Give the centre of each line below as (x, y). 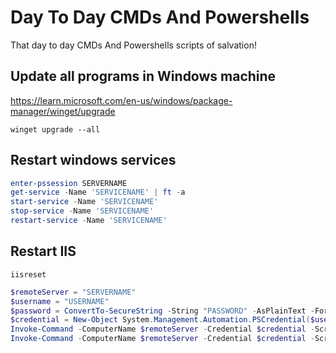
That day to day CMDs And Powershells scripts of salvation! (133, 45)
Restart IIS (43, 251)
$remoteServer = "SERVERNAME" (73, 292)
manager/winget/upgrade (63, 111)
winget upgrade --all (55, 129)
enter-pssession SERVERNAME (69, 183)
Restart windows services (93, 160)
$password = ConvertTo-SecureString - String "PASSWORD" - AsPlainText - (162, 311)
